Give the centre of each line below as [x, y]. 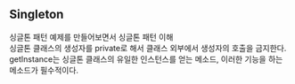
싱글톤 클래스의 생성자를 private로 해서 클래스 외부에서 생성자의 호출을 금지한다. [148, 48]
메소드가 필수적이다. [44, 70]
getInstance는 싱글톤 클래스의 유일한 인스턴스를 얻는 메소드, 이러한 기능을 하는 [146, 59]
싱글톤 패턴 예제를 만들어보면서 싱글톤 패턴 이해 [91, 37]
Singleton [37, 15]
